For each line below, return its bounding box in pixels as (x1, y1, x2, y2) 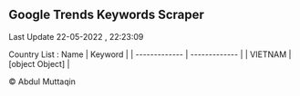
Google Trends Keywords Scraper (8, 7, 204, 23)
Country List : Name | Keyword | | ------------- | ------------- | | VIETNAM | (8, 49, 292, 60)
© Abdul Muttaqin (8, 76, 77, 87)
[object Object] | (8, 58, 70, 69)
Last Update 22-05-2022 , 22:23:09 (8, 31, 144, 42)
